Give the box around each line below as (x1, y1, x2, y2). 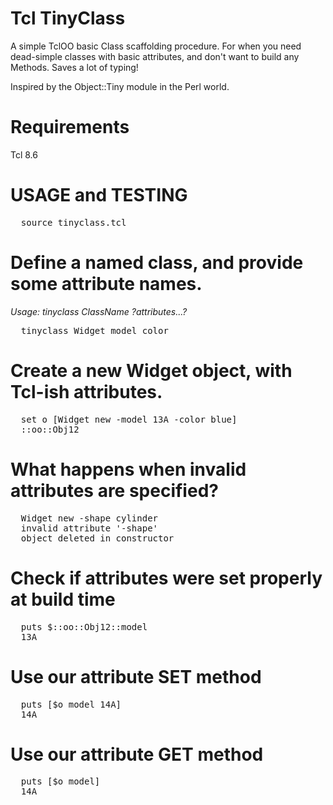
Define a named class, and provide (10, 252, 304, 274)
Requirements (10, 116, 130, 139)
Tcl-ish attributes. (10, 380, 163, 403)
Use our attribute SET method (10, 665, 262, 688)
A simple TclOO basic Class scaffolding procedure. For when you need (10, 40, 302, 52)
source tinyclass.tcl (20, 217, 127, 228)
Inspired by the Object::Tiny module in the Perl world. (10, 80, 230, 92)
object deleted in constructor (20, 532, 175, 544)
